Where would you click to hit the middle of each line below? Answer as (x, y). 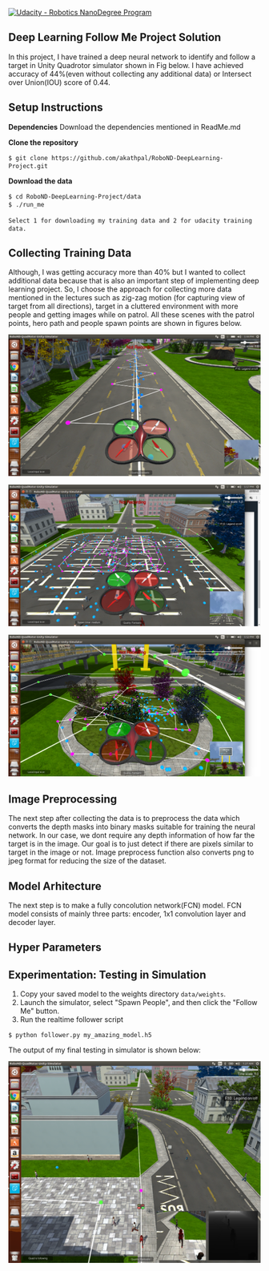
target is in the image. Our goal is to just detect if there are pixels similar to (131, 844)
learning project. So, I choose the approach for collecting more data (120, 289)
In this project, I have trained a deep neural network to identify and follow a (132, 57)
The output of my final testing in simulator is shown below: (105, 1050)
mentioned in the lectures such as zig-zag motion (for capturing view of (127, 298)
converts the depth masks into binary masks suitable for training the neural (132, 827)
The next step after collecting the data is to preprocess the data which (124, 819)
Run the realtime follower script (72, 1020)
